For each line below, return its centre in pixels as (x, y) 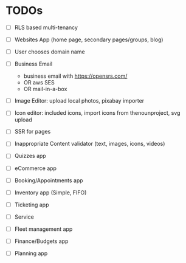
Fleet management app (43, 229)
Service (24, 217)
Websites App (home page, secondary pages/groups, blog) (89, 39)
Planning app (31, 253)
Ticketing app (32, 205)
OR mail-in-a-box (45, 89)
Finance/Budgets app (41, 241)
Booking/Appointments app (49, 180)
